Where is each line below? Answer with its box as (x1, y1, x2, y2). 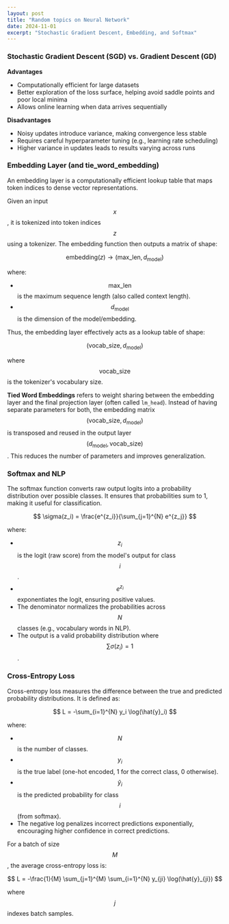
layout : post (7, 10, 44, 17)
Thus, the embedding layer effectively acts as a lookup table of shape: (7, 328, 205, 337)
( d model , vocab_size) (86, 439, 144, 449)
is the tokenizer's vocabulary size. (7, 378, 104, 386)
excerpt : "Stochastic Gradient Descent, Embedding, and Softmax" (7, 29, 197, 36)
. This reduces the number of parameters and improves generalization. (7, 452, 206, 460)
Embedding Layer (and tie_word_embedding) (7, 160, 159, 170)
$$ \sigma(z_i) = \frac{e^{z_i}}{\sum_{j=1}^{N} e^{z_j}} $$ (33, 512, 197, 521)
